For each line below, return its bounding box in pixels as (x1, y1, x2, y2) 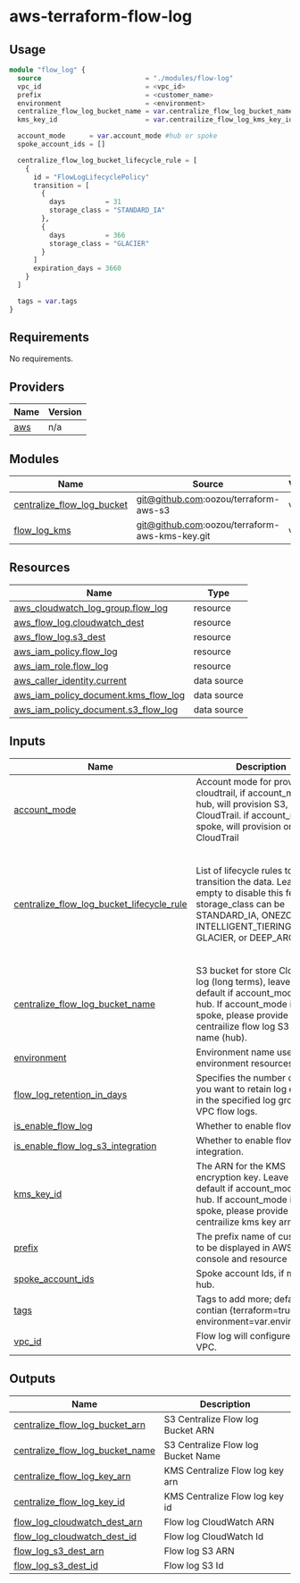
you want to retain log (196, 1082, 287, 1095)
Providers (9, 379, 65, 394)
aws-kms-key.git (136, 530, 211, 543)
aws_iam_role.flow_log (13, 660, 109, 672)
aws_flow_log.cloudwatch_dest (13, 616, 145, 628)
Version (47, 406, 82, 418)
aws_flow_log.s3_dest (13, 630, 106, 643)
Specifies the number (196, 1071, 287, 1083)
